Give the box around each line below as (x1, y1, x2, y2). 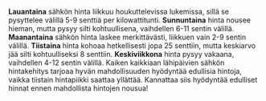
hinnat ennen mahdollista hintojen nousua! (8, 83, 149, 93)
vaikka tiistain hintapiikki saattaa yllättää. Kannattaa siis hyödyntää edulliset (8, 75, 258, 84)
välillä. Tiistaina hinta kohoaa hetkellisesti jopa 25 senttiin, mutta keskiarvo (8, 41, 256, 50)
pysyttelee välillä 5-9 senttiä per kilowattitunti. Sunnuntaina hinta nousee (8, 15, 252, 25)
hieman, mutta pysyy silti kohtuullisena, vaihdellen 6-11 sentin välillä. (8, 24, 235, 33)
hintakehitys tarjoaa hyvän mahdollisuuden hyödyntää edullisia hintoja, (8, 67, 243, 75)
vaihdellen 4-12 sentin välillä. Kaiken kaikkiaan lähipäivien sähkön (8, 58, 225, 67)
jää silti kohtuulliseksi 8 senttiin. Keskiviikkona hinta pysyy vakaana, (8, 50, 235, 59)
